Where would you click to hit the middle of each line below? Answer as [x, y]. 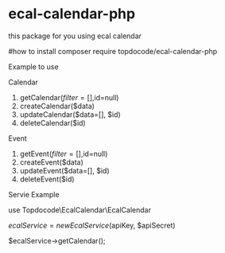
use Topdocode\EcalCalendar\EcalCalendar [80, 210]
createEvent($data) [51, 162]
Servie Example [34, 194]
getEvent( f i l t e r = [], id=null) [64, 154]
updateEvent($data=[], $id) [64, 170]
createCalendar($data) [57, 106]
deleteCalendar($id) [52, 123]
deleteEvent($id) [47, 179]
